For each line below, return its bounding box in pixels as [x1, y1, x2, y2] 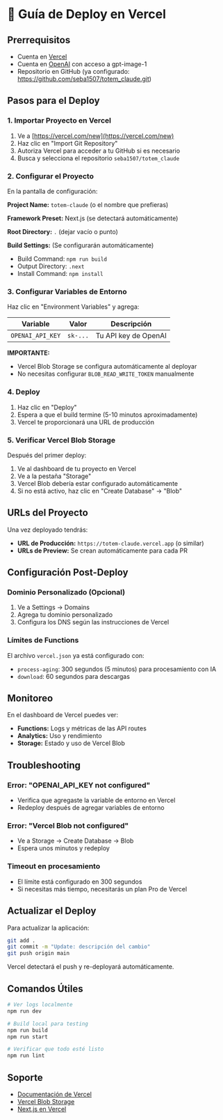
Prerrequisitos [7, 34, 71, 46]
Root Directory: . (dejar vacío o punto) [7, 227, 118, 236]
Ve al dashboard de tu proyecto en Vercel [17, 464, 137, 473]
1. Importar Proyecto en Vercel [7, 116, 111, 125]
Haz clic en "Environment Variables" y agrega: [7, 302, 140, 311]
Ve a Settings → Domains [17, 603, 90, 612]
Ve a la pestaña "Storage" [17, 472, 92, 480]
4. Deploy [7, 387, 40, 397]
